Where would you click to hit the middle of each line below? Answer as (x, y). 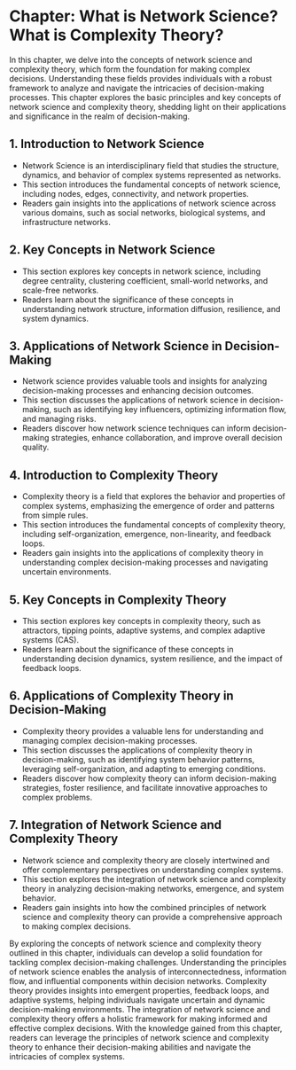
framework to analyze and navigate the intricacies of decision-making (137, 88)
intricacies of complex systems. (67, 1056)
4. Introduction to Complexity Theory (114, 475)
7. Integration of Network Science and (115, 825)
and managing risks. (59, 419)
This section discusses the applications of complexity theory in (137, 750)
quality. (35, 447)
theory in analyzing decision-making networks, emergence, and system (153, 888)
